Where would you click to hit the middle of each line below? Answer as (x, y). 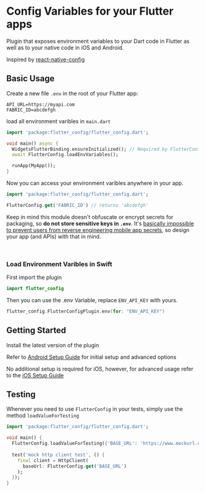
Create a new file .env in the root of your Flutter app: (72, 93)
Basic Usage (31, 78)
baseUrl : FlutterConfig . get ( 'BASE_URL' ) (74, 466)
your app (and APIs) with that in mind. (54, 236)
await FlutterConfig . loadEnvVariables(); (65, 155)
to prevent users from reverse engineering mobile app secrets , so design (98, 230)
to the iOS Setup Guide (35, 375)
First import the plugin (34, 277)
